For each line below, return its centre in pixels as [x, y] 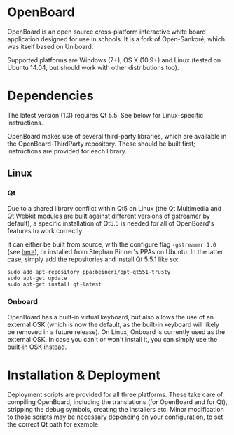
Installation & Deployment [84, 375]
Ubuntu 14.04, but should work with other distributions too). [93, 67]
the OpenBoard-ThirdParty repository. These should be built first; [102, 144]
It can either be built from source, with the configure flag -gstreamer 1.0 [112, 244]
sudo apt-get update [37, 278]
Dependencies [50, 96]
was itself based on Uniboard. [50, 46]
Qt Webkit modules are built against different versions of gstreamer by [109, 216]
